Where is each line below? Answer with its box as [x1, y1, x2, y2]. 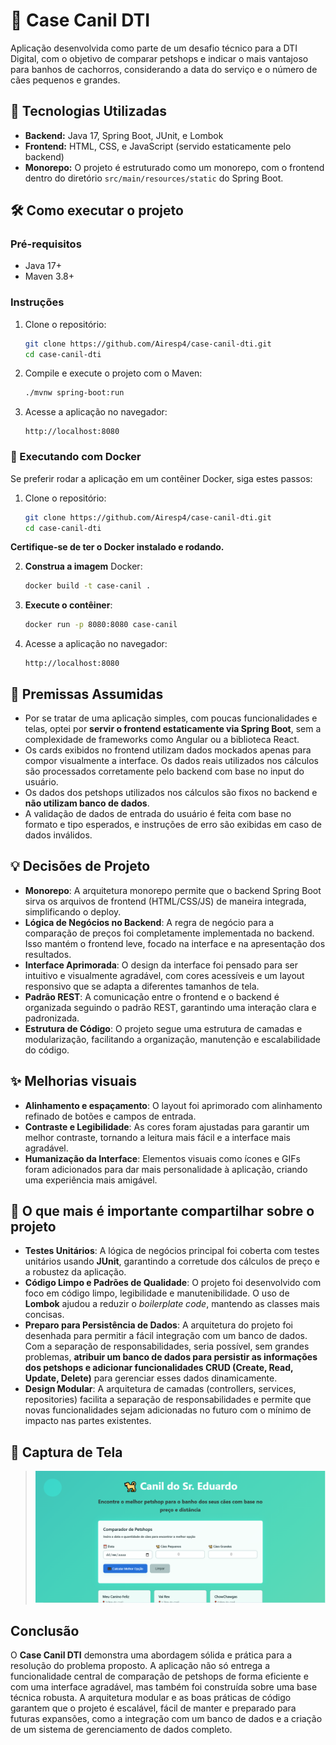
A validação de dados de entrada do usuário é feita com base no [24, 807, 292, 819]
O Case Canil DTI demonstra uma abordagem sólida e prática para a [10, 1649, 293, 1661]
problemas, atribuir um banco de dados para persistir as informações [24, 1351, 318, 1363]
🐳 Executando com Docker [10, 450, 142, 464]
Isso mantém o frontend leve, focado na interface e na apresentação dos [24, 937, 326, 949]
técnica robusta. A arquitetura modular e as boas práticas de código [10, 1692, 292, 1704]
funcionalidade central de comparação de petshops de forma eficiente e [10, 1670, 309, 1683]
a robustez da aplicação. [24, 1266, 127, 1278]
